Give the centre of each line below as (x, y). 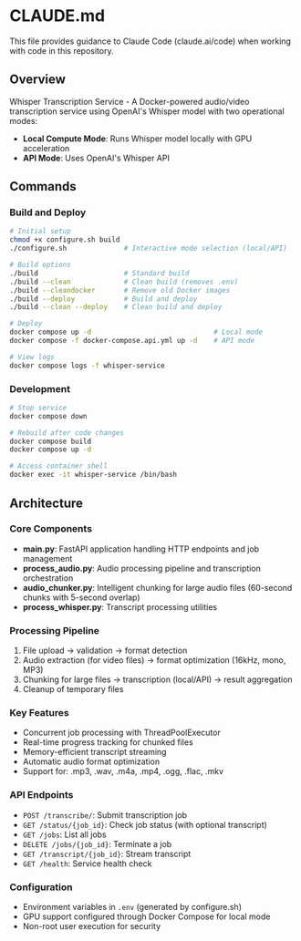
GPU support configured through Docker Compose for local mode (146, 916)
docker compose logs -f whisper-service (88, 366)
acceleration (46, 148)
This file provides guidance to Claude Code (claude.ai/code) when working (150, 41)
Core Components (51, 529)
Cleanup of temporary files (73, 689)
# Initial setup (40, 232)
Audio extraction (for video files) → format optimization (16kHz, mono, (154, 660)
